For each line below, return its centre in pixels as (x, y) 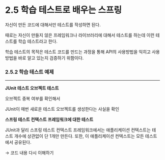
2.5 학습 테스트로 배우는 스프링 (63, 10)
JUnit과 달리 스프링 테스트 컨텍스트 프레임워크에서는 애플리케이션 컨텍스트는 (78, 130)
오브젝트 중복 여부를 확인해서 (33, 98)
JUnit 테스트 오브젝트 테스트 (32, 88)
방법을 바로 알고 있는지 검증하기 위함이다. (44, 58)
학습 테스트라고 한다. (38, 41)
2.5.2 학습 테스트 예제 (29, 72)
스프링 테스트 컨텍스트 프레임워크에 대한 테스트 (49, 120)
